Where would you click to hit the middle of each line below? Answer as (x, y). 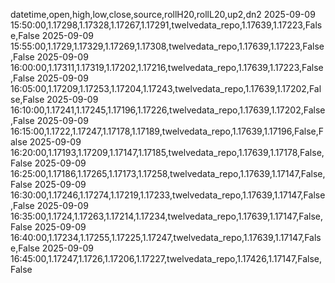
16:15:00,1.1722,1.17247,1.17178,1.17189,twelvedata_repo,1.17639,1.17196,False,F (167, 131)
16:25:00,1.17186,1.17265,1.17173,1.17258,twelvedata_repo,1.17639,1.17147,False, (168, 173)
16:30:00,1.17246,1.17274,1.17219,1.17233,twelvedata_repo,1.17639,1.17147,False (168, 195)
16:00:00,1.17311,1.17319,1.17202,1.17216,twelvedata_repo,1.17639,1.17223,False (167, 67)
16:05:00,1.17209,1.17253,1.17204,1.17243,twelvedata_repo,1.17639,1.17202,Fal (166, 88)
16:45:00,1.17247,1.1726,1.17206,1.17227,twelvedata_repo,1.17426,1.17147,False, (166, 258)
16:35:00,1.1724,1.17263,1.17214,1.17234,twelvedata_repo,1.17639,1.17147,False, (166, 216)
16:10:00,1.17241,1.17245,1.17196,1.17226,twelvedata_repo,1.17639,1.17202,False (168, 110)
